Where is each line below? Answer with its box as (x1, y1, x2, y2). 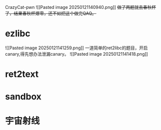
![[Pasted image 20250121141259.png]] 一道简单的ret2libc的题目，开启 (5, 45, 148, 51)
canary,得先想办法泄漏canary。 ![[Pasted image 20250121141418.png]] (5, 51, 148, 57)
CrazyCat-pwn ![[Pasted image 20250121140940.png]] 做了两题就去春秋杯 (5, 4, 156, 10)
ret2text (5, 68, 39, 80)
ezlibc (5, 28, 31, 39)
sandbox (5, 91, 42, 102)
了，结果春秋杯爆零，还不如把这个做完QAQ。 (5, 10, 97, 16)
